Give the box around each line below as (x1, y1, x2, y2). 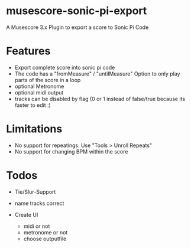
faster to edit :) (14, 102, 51, 109)
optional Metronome (14, 83, 64, 90)
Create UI (14, 211, 38, 218)
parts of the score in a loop (14, 76, 81, 83)
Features (6, 44, 51, 58)
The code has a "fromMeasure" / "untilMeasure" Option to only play (14, 70, 180, 77)
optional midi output (14, 89, 64, 96)
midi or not (23, 223, 50, 230)
